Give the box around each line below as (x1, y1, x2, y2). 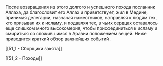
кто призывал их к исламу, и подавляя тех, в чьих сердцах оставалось (5, 20, 158, 26)
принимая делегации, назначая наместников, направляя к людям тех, (5, 15, 157, 20)
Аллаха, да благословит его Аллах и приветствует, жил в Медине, (5, 9, 148, 15)
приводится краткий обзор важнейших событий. (5, 36, 111, 42)
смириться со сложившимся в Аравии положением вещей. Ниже (5, 31, 147, 36)
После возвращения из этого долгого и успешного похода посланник (5, 4, 155, 10)
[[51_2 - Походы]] (5, 55, 42, 61)
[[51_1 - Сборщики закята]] (5, 46, 62, 51)
